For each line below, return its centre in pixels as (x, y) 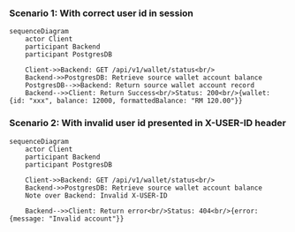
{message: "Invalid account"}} (67, 219)
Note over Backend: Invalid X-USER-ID (96, 195)
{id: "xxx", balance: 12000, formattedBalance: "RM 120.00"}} (126, 101)
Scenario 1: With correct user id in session (102, 13)
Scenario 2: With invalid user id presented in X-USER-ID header (148, 123)
